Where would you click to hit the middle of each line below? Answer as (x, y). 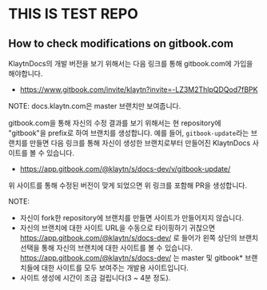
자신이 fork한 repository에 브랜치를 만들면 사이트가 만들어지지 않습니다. (132, 218)
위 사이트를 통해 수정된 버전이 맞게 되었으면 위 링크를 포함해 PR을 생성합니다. (128, 185)
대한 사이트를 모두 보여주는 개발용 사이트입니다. (115, 268)
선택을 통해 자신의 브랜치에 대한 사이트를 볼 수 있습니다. (106, 248)
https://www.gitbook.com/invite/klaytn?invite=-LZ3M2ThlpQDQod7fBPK (139, 89)
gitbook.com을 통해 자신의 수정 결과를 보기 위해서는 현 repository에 (115, 123)
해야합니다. (26, 73)
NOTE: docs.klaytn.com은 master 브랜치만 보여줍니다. (95, 106)
